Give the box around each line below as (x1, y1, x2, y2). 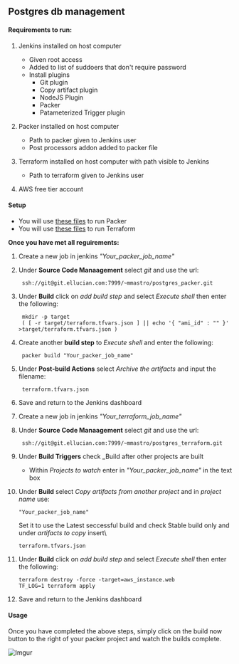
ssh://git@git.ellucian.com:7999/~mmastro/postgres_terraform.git (21, 439, 223, 447)
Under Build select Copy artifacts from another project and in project (18, 487, 222, 495)
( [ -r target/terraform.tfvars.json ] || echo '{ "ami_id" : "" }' (21, 320, 230, 327)
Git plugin (39, 78, 68, 86)
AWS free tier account (18, 184, 84, 193)
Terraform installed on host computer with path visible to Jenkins (18, 157, 209, 166)
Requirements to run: (8, 25, 73, 34)
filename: (18, 371, 46, 380)
